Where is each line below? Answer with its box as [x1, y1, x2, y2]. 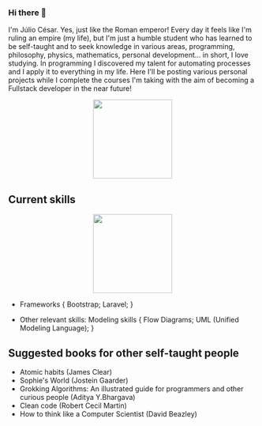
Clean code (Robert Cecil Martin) [19, 401, 128, 410]
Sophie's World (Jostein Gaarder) [19, 375, 129, 385]
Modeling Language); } [19, 323, 95, 333]
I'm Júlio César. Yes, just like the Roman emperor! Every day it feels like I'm [8, 25, 253, 35]
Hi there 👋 [8, 7, 47, 18]
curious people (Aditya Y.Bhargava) [19, 392, 136, 401]
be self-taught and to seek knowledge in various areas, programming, [8, 42, 235, 51]
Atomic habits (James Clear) [19, 367, 113, 376]
